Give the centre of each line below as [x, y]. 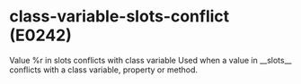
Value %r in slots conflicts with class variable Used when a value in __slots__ [150, 60]
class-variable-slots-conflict [120, 17]
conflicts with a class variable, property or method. [103, 70]
